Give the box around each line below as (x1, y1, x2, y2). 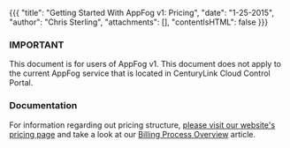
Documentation (9, 100, 78, 112)
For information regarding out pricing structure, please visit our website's (9, 119, 276, 130)
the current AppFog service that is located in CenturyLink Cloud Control (9, 68, 271, 78)
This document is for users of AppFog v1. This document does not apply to (9, 59, 281, 70)
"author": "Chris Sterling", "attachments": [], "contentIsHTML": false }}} (9, 17, 269, 27)
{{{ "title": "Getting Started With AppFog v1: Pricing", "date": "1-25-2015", (9, 8, 275, 18)
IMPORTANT (9, 39, 65, 51)
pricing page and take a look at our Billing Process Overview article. (9, 129, 256, 139)
